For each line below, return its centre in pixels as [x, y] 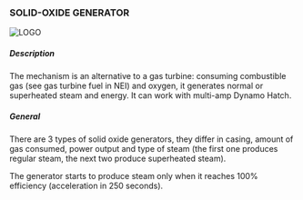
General [25, 116]
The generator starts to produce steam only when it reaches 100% [134, 176]
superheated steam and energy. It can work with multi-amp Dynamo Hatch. [151, 95]
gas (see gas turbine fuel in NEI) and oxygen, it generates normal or [136, 86]
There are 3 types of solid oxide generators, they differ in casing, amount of [151, 139]
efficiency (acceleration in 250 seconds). [86, 186]
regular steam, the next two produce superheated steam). [118, 159]
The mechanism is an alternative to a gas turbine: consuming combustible [148, 76]
